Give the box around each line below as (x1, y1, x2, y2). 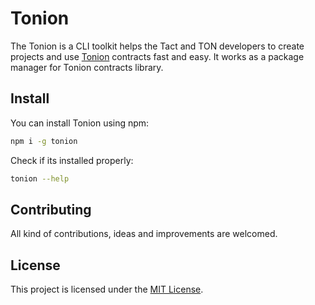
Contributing (10, 201, 92, 218)
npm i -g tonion (10, 136, 78, 146)
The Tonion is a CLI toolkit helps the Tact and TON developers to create (10, 40, 305, 52)
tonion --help (10, 173, 70, 184)
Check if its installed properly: (10, 154, 134, 166)
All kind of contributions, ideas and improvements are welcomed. (10, 228, 278, 240)
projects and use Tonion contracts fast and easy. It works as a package (10, 50, 305, 62)
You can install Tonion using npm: (10, 117, 150, 129)
